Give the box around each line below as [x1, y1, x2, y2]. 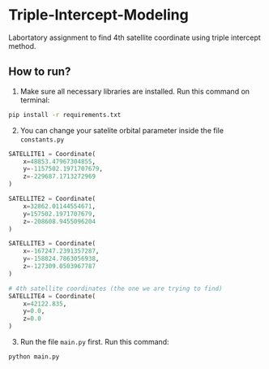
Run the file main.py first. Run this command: [19, 337, 169, 346]
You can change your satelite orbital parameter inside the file [19, 125, 224, 135]
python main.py [8, 353, 60, 361]
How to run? [8, 65, 71, 79]
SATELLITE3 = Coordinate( [8, 240, 96, 248]
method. [8, 41, 36, 50]
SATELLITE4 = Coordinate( [8, 292, 96, 300]
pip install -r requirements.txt [8, 111, 122, 119]
